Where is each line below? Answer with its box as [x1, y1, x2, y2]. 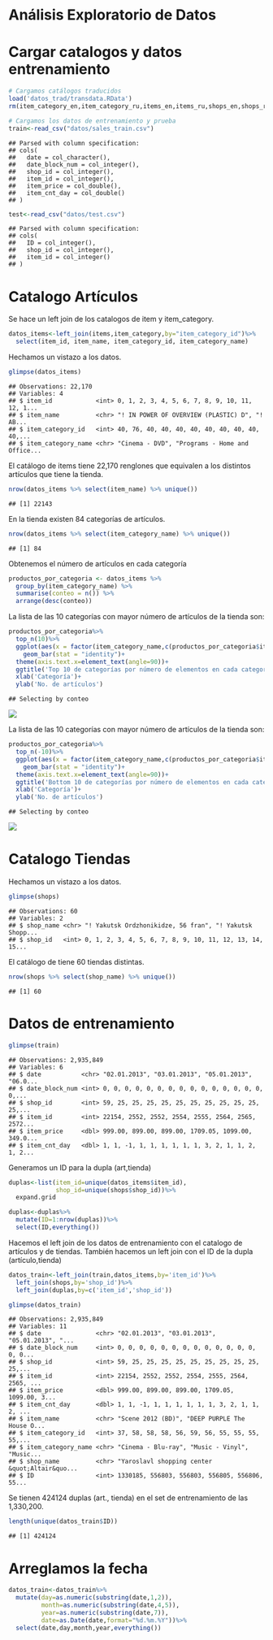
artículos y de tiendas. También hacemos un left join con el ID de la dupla [8, 1246, 253, 1256]
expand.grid [15, 1193, 57, 1202]
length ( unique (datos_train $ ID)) [8, 1517, 118, 1525]
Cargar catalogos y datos [8, 43, 183, 62]
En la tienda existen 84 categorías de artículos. [8, 514, 166, 523]
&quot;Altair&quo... [8, 1464, 79, 1473]
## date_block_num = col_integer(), [8, 160, 140, 168]
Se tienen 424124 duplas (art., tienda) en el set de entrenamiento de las [8, 1493, 249, 1503]
